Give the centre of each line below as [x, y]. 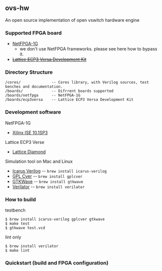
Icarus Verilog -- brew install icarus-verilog [60, 171]
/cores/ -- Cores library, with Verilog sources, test [77, 83]
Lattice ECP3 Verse [25, 142]
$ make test [17, 224]
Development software [33, 112]
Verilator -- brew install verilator [48, 186]
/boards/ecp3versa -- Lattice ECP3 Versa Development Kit [69, 100]
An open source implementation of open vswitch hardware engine [72, 20]
